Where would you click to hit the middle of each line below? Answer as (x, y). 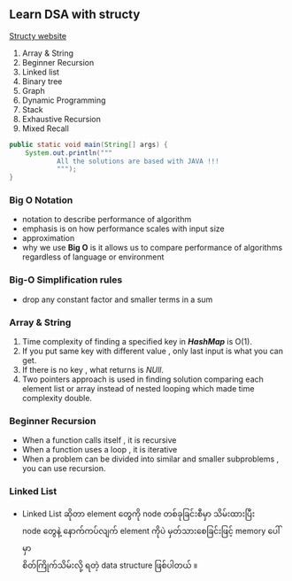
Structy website (38, 35)
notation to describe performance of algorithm (107, 220)
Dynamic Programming (64, 100)
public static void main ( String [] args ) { (88, 144)
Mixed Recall (45, 128)
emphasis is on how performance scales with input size (123, 229)
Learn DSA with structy (75, 15)
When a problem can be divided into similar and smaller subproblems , (150, 459)
